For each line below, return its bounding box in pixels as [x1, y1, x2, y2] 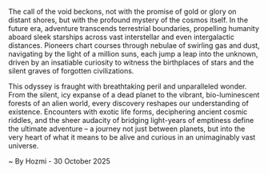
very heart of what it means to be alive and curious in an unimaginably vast [8, 132, 256, 142]
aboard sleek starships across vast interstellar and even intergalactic [8, 32, 234, 42]
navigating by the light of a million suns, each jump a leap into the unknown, [8, 49, 258, 58]
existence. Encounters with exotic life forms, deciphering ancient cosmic [8, 107, 248, 117]
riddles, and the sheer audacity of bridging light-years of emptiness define [8, 116, 254, 125]
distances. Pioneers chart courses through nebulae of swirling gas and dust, [8, 41, 260, 50]
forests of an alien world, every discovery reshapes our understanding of [8, 99, 250, 108]
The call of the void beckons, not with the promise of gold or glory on [8, 7, 237, 16]
